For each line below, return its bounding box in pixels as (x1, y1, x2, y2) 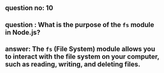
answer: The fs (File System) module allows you (5, 45, 156, 53)
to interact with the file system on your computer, (5, 52, 160, 61)
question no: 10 (5, 4, 54, 12)
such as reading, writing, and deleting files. (5, 60, 141, 69)
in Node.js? (5, 28, 41, 36)
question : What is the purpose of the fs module (5, 21, 155, 29)
